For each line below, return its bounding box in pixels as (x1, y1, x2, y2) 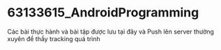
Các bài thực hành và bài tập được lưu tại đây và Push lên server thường (7, 27, 215, 36)
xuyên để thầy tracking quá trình (7, 34, 101, 42)
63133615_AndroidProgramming (7, 5, 199, 21)
